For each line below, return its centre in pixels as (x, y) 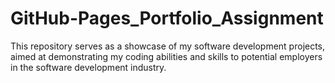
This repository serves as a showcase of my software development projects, (168, 46)
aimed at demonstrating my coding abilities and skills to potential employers (166, 56)
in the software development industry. (88, 67)
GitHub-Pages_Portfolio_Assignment (167, 18)
